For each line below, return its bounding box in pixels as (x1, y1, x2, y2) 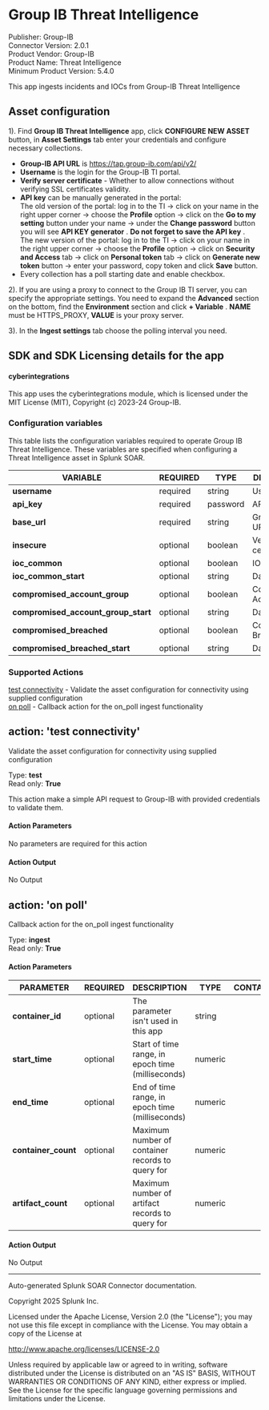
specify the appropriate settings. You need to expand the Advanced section (8, 293, 259, 303)
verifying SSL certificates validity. (19, 184, 131, 194)
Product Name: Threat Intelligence (8, 58, 122, 67)
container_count (12, 1145, 77, 1156)
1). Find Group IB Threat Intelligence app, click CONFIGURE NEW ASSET (8, 126, 250, 135)
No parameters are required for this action (8, 838, 147, 848)
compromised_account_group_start (12, 606, 152, 617)
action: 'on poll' (8, 898, 88, 912)
